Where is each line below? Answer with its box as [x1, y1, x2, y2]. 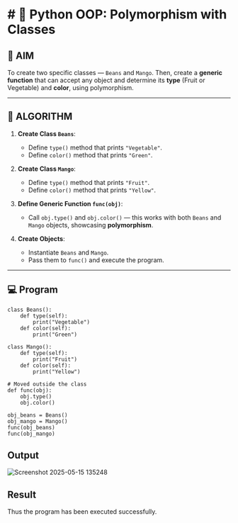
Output [7, 449, 39, 461]
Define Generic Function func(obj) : [17, 199, 123, 208]
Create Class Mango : [17, 164, 76, 173]
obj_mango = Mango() [7, 417, 69, 424]
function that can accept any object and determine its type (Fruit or [7, 76, 205, 84]
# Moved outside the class [7, 381, 87, 388]
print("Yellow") [33, 368, 81, 375]
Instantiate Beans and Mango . [28, 248, 109, 257]
